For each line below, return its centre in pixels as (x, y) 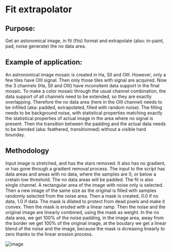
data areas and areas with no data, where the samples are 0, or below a (81, 174)
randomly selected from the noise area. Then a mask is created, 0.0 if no (82, 196)
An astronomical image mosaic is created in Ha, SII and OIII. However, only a (86, 74)
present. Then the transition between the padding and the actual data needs (86, 124)
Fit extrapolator (39, 9)
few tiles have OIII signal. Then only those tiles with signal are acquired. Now (86, 80)
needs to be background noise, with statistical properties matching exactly (84, 113)
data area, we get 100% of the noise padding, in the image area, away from (84, 218)
